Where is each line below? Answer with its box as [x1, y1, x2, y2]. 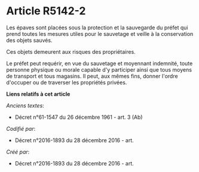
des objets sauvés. [6, 36, 53, 44]
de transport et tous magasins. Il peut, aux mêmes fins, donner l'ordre [6, 72, 178, 79]
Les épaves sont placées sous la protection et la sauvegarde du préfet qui [6, 24, 188, 31]
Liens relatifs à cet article [6, 90, 71, 97]
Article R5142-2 [6, 4, 86, 18]
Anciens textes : [6, 102, 45, 109]
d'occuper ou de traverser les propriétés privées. [6, 79, 127, 86]
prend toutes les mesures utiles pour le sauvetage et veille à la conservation [6, 30, 194, 37]
